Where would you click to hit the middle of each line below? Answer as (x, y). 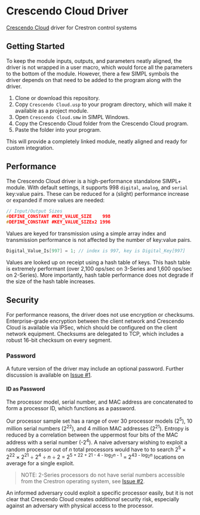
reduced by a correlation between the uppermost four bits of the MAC (92, 435)
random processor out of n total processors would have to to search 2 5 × (96, 449)
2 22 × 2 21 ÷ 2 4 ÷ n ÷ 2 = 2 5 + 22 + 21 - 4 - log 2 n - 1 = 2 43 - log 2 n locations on (95, 456)
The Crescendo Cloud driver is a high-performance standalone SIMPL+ (94, 181)
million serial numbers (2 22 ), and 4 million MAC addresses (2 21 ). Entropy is (98, 428)
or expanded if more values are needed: (56, 200)
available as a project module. (51, 110)
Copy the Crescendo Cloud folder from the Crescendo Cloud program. (101, 123)
